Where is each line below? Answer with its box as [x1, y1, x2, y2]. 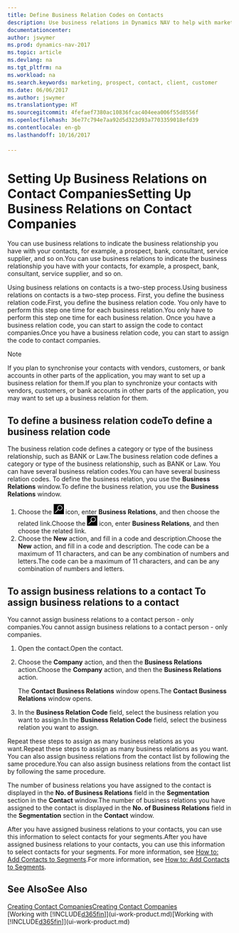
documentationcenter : [7, 26, 72, 33]
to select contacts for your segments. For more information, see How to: [7, 848, 219, 856]
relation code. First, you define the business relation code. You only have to [7, 299, 227, 307]
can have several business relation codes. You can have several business [7, 467, 221, 476]
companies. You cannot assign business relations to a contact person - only [7, 623, 228, 631]
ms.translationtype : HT [7, 102, 78, 109]
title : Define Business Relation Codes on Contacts [7, 11, 164, 18]
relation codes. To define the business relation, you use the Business [7, 475, 211, 484]
